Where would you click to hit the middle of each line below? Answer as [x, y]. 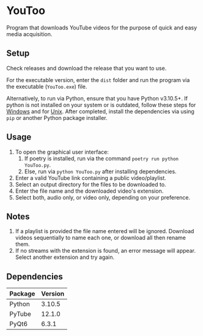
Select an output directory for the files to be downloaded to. [90, 184]
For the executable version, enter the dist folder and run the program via [98, 80]
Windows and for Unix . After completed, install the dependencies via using [100, 111]
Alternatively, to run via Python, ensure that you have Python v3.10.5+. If [97, 98]
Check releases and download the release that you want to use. [87, 68]
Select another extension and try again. [65, 257]
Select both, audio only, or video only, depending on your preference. [103, 197]
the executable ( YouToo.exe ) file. [47, 86]
